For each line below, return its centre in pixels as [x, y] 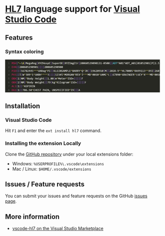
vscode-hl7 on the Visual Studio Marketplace [58, 229]
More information [32, 217]
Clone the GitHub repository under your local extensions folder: [69, 154]
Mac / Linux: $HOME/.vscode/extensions [52, 169]
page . [11, 201]
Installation [23, 106]
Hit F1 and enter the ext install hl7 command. [53, 131]
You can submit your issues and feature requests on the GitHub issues [76, 196]
